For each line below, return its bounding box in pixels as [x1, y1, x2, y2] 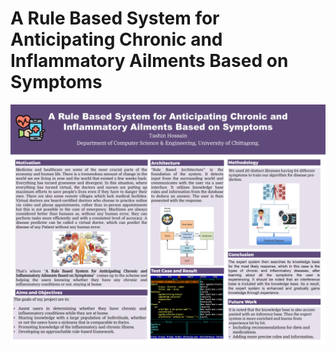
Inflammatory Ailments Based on [10, 50, 289, 72]
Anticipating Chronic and [10, 28, 223, 51]
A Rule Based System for [10, 7, 220, 30]
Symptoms [10, 71, 103, 94]
